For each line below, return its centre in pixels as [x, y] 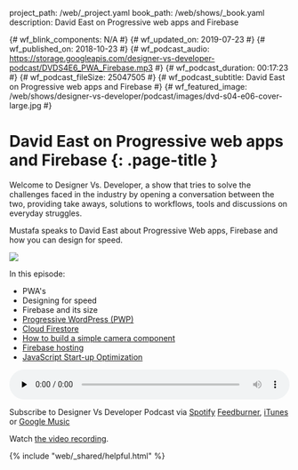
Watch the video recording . [59, 438]
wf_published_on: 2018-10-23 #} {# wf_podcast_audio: [109, 49]
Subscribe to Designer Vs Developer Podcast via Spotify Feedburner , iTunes [149, 411]
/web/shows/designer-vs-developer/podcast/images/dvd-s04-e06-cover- [146, 96]
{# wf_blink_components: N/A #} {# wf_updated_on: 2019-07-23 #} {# [137, 40]
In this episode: [37, 274]
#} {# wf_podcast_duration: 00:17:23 [222, 68]
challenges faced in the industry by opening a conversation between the [142, 194]
